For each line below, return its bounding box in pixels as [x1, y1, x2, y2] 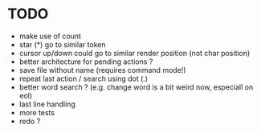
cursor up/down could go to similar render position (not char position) [18, 48, 251, 58]
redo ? [18, 116, 41, 126]
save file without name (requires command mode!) [18, 65, 186, 74]
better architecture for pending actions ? [18, 57, 153, 66]
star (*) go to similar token [18, 39, 106, 49]
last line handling [18, 99, 75, 109]
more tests [18, 107, 55, 117]
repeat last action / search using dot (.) [18, 74, 149, 83]
